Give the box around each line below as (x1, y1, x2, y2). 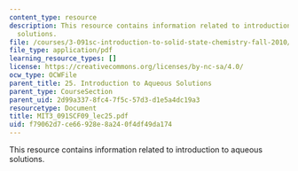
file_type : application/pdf (9, 46, 114, 55)
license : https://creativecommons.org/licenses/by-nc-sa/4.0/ (9, 63, 244, 72)
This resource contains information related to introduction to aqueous (9, 144, 263, 155)
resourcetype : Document (9, 104, 98, 113)
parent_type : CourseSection (9, 87, 114, 96)
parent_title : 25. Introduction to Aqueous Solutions (9, 79, 213, 88)
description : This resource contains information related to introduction (9, 21, 292, 30)
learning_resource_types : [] (9, 54, 117, 63)
